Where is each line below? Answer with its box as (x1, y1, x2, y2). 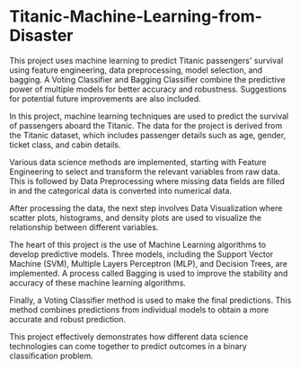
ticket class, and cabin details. (9, 139, 121, 150)
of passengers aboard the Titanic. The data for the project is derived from (9, 119, 283, 131)
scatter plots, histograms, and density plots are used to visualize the (9, 212, 262, 223)
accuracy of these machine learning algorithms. (9, 277, 187, 288)
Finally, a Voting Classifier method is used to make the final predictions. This (9, 295, 292, 305)
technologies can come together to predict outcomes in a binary (9, 340, 247, 351)
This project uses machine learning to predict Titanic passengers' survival (9, 55, 284, 66)
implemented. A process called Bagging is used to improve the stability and (9, 268, 288, 278)
